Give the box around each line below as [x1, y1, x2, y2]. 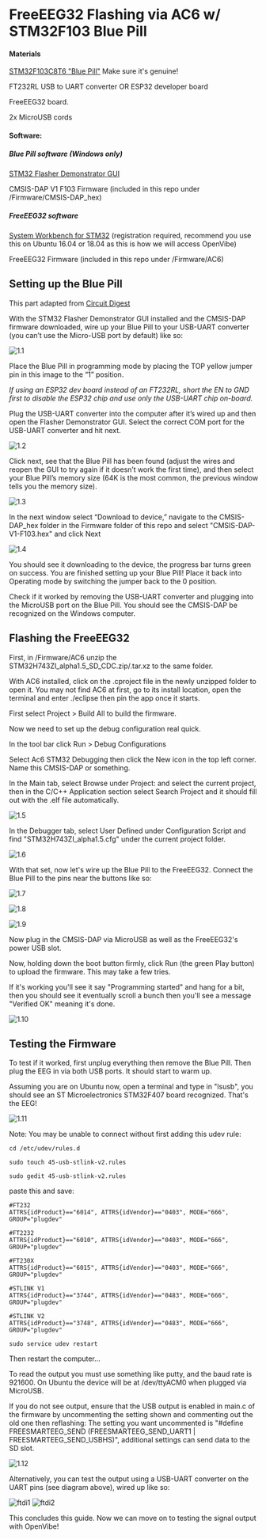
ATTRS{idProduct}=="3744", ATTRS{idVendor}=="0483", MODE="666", [9, 1292, 229, 1300]
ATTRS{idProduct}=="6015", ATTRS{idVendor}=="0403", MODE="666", [9, 1264, 229, 1272]
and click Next [54, 529, 101, 538]
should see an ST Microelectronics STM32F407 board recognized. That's [9, 1090, 249, 1100]
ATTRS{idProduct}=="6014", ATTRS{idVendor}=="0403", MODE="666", [9, 1209, 229, 1217]
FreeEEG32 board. [9, 97, 70, 107]
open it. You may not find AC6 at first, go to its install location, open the [9, 685, 241, 694]
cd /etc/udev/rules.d [9, 1145, 81, 1153]
